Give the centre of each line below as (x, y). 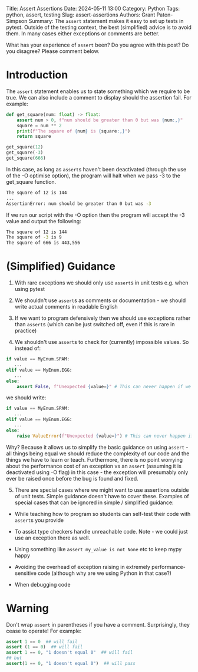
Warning (27, 608)
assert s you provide (39, 520)
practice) (26, 331)
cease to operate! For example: (44, 631)
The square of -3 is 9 (34, 237)
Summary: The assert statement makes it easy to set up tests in (106, 21)
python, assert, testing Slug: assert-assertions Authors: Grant (81, 15)
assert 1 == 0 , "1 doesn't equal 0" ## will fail (70, 653)
